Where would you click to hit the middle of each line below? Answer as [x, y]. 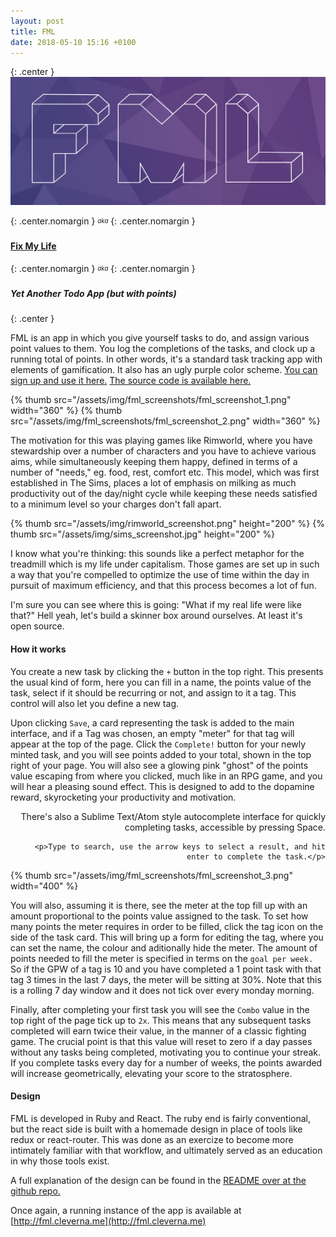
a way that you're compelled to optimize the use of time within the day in [160, 575]
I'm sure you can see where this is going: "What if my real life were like [156, 605]
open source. [37, 626]
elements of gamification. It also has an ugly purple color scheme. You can [164, 370]
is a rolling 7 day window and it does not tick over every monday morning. [162, 990]
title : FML [33, 31]
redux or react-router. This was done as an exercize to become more [152, 1139]
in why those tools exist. [60, 1161]
